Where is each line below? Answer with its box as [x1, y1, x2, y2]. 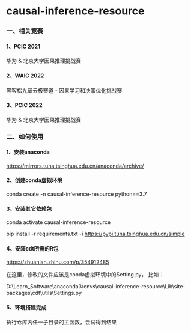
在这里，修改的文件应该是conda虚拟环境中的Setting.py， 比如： [6, 271, 164, 278]
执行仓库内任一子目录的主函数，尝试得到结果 [6, 318, 117, 326]
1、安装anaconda [6, 148, 50, 156]
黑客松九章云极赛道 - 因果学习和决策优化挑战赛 [6, 87, 123, 94]
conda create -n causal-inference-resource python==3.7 [6, 190, 147, 198]
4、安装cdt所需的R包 [6, 244, 59, 252]
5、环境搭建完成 [6, 304, 47, 311]
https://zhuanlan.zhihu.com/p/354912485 [6, 258, 109, 266]
